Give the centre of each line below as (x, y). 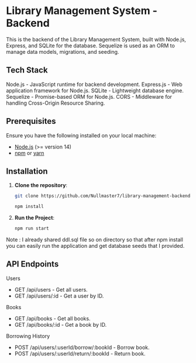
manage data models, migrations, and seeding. (63, 51)
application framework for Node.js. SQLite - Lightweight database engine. (95, 90)
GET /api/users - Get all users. (51, 289)
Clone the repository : (41, 185)
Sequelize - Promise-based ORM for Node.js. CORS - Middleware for (89, 96)
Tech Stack (27, 70)
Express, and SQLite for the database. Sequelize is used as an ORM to (91, 46)
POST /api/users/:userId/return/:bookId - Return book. (80, 353)
